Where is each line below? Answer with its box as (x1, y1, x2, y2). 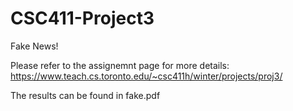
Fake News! (10, 40, 59, 52)
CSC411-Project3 (10, 7, 155, 30)
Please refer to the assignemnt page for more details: (10, 59, 230, 71)
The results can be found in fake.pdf (10, 89, 161, 101)
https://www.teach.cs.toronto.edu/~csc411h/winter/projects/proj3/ (10, 70, 283, 82)
